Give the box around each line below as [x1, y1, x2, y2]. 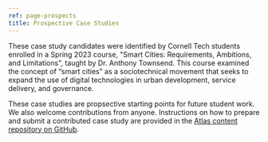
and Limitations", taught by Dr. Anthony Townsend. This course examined [8, 57, 250, 68]
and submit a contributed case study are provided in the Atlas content [8, 116, 238, 125]
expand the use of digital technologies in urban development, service [8, 75, 237, 85]
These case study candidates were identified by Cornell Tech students [8, 41, 241, 50]
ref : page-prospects [8, 11, 77, 20]
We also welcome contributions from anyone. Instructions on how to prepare [8, 107, 260, 116]
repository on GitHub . [8, 124, 80, 134]
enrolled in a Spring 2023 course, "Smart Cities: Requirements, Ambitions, [8, 49, 252, 59]
